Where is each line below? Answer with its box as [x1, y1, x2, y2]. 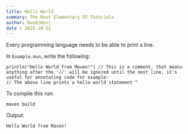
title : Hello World [6, 8, 54, 15]
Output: [6, 112, 25, 119]
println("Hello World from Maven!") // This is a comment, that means [6, 64, 183, 70]
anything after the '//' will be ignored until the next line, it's [6, 69, 177, 76]
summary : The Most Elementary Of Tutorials [6, 14, 115, 20]
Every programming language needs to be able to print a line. [6, 41, 155, 48]
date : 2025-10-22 [6, 25, 51, 31]
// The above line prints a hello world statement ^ [6, 80, 138, 86]
